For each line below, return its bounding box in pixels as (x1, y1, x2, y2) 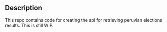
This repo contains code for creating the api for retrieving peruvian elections (5, 17, 162, 23)
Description (5, 4, 42, 12)
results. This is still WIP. (5, 22, 54, 28)
